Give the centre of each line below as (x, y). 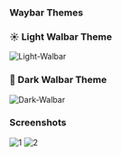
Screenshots (38, 123)
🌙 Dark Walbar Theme (58, 80)
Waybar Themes (47, 13)
